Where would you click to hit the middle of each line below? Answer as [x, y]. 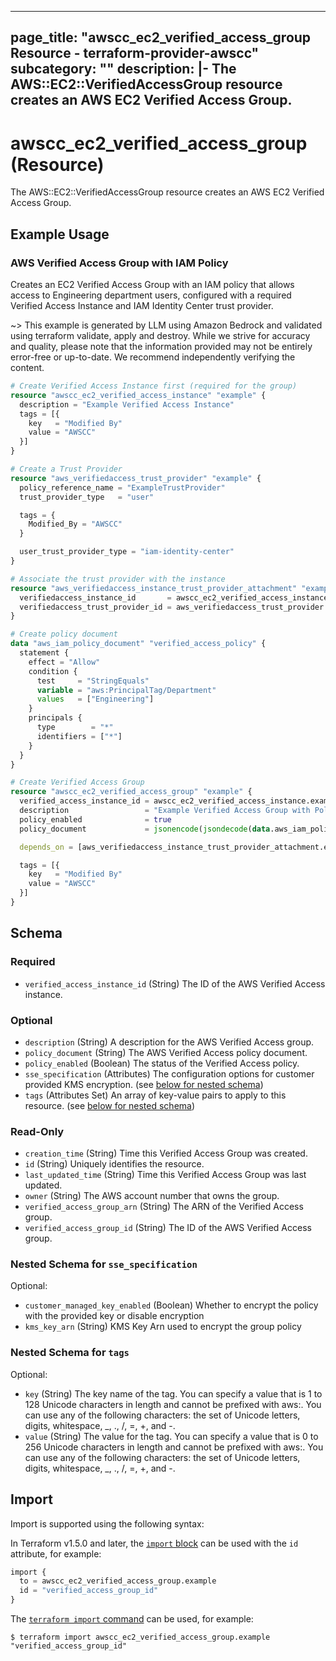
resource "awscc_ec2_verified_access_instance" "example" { [138, 395]
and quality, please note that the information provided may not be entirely [161, 347]
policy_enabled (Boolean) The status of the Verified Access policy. [162, 1063]
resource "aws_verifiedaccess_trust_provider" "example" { [136, 478]
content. [27, 368]
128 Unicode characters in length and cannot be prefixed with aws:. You [173, 1404]
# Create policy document [64, 634]
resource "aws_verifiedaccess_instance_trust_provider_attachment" [154, 588]
